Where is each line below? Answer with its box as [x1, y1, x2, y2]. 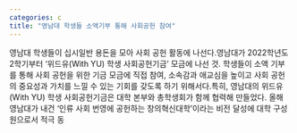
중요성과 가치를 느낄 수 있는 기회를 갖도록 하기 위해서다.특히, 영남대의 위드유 [18, 80, 284, 91]
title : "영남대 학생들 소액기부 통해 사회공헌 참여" [9, 21, 176, 30]
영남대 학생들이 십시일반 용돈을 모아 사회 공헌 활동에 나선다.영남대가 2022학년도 [9, 46, 289, 58]
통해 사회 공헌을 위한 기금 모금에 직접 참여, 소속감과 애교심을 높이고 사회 [18, 69, 269, 80]
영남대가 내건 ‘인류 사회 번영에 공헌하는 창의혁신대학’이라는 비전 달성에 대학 [9, 103, 271, 113]
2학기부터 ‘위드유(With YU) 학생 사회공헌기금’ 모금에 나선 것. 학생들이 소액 [9, 58, 269, 69]
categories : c [9, 12, 63, 22]
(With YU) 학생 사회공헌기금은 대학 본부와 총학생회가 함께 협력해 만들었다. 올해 [9, 91, 284, 103]
